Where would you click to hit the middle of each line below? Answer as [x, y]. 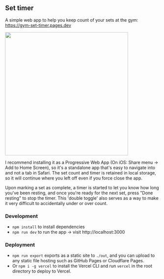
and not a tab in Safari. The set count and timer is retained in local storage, [81, 173]
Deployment [20, 245]
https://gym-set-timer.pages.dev [38, 25]
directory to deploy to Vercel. [41, 271]
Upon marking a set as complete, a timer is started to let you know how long [82, 187]
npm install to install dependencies [48, 227]
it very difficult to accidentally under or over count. [56, 203]
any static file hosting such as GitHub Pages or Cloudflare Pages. [78, 261]
